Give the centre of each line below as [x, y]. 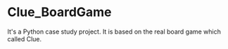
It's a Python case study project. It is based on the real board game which [114, 31]
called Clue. [25, 38]
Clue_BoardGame [59, 12]
